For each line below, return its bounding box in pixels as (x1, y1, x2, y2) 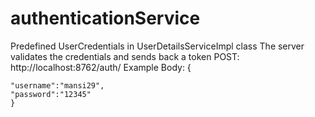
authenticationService (10, 7, 201, 30)
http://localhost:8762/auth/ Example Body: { (10, 61, 192, 73)
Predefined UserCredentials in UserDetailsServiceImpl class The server (10, 40, 305, 52)
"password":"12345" (10, 89, 92, 99)
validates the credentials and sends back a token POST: (10, 50, 240, 62)
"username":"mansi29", (10, 80, 105, 91)
